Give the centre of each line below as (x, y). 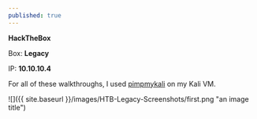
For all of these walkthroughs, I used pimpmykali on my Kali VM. (112, 84)
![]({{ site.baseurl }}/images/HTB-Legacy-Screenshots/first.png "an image (129, 99)
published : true (35, 15)
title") (17, 107)
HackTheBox (30, 38)
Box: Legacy (29, 53)
